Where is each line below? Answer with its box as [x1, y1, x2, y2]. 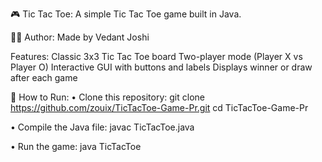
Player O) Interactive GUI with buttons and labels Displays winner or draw [10, 61, 313, 73]
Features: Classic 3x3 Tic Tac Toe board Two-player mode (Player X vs [10, 51, 303, 62]
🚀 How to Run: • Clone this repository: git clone [10, 91, 205, 103]
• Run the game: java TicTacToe [10, 141, 142, 152]
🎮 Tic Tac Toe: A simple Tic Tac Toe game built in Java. [10, 8, 242, 20]
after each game [10, 72, 78, 83]
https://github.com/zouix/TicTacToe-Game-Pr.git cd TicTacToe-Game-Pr [10, 102, 309, 113]
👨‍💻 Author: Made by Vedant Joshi [10, 31, 150, 43]
